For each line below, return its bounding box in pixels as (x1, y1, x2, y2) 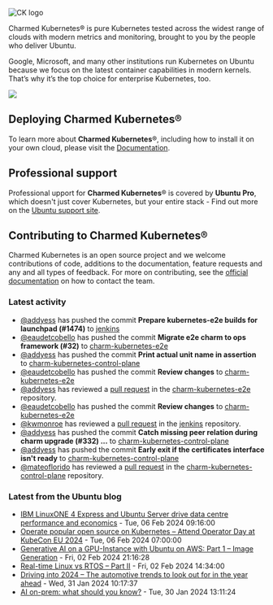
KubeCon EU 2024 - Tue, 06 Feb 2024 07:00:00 (19, 535, 182, 545)
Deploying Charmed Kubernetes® (8, 112, 183, 126)
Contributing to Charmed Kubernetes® (8, 229, 209, 243)
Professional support (8, 167, 118, 181)
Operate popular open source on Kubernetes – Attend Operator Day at (19, 527, 256, 537)
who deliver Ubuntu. (8, 41, 76, 50)
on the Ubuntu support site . (8, 205, 101, 215)
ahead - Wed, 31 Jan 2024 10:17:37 (19, 578, 138, 589)
